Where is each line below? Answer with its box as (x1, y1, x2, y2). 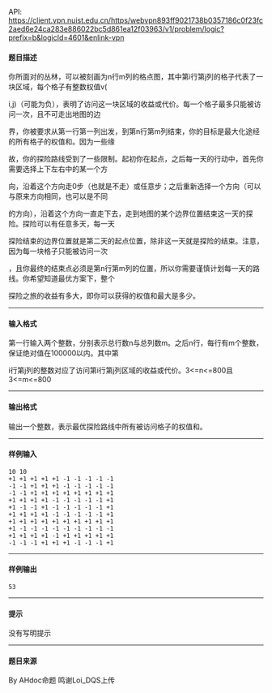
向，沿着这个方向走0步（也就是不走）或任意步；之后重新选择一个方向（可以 (8, 182, 261, 192)
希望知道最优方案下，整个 (29, 273, 115, 283)
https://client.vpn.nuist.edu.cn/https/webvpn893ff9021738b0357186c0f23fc (8, 15, 264, 25)
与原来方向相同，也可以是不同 (8, 192, 108, 201)
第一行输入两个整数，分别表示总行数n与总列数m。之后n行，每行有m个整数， (8, 338, 264, 348)
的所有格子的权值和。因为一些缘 (8, 137, 115, 147)
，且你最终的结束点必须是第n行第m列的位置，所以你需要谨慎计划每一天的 (8, 264, 253, 273)
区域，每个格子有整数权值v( (15, 82, 108, 92)
